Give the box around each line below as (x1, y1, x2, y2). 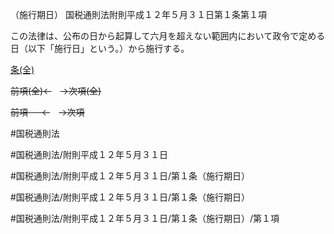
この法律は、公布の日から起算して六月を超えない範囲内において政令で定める (10, 30, 326, 42)
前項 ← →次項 (10, 106, 85, 118)
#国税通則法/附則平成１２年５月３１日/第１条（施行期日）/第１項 (10, 213, 280, 224)
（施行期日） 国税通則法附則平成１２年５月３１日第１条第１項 (10, 9, 267, 20)
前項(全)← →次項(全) (10, 85, 102, 97)
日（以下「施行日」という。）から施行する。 (10, 43, 190, 54)
